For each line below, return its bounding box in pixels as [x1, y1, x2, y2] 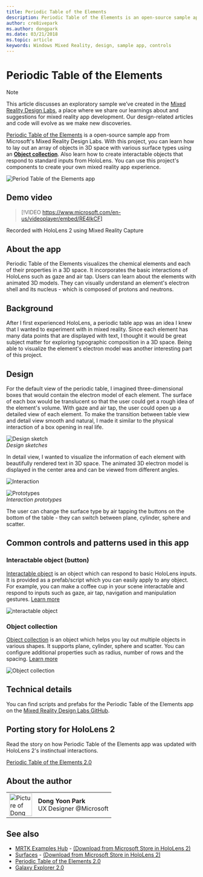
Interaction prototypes [6, 496, 62, 503]
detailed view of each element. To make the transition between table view [6, 411, 190, 418]
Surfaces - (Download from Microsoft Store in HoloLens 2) [14, 851, 161, 858]
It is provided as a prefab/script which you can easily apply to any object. [6, 576, 188, 583]
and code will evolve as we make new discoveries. [6, 119, 132, 127]
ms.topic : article [6, 37, 53, 43]
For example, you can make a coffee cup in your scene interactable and [6, 582, 185, 589]
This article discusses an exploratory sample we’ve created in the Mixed [6, 100, 186, 108]
